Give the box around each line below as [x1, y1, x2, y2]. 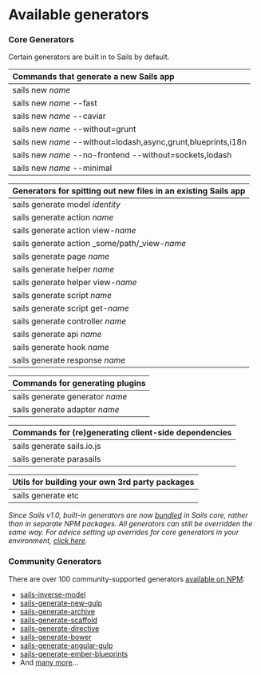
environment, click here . [8, 536, 88, 546]
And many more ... [19, 657, 79, 667]
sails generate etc [12, 490, 80, 501]
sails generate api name [12, 329, 102, 340]
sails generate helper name [12, 264, 115, 275]
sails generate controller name [12, 316, 127, 327]
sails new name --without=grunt [12, 124, 136, 135]
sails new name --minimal [12, 162, 113, 173]
